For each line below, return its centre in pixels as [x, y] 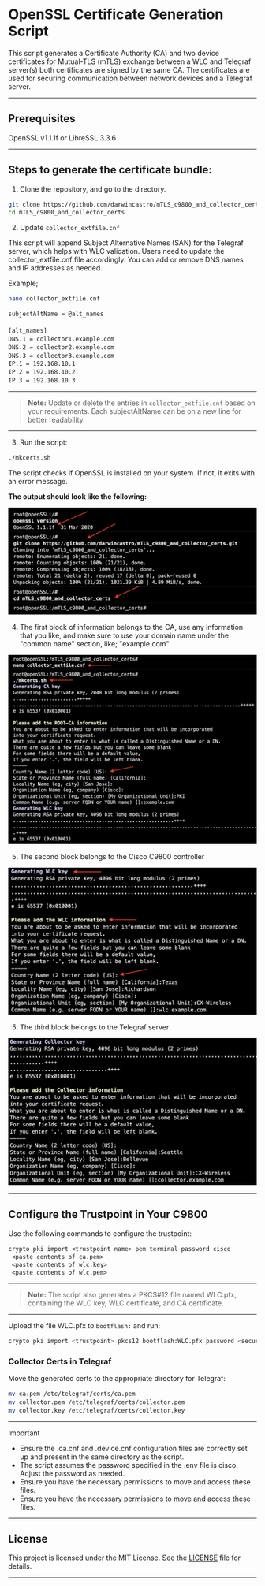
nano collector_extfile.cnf [54, 299]
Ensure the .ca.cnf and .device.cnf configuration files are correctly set [133, 1448]
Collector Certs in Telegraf [60, 1361]
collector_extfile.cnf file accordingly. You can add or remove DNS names [126, 260]
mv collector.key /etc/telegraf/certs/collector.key [97, 1410]
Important [24, 1433]
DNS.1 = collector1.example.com [61, 339]
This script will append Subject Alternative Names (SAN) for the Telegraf [126, 243]
